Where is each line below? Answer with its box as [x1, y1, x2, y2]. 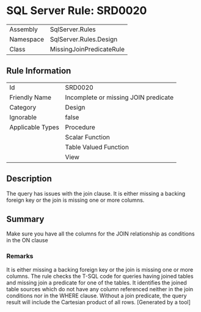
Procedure [65, 123, 96, 132]
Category [9, 103, 37, 111]
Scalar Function [65, 133, 110, 141]
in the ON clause [6, 237, 48, 244]
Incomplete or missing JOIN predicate [65, 93, 174, 102]
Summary [6, 214, 45, 224]
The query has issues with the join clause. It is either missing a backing [6, 190, 186, 197]
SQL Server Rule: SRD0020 [6, 4, 147, 18]
